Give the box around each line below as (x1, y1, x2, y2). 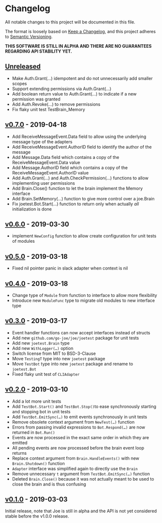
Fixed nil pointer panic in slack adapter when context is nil (12, 265, 128, 271)
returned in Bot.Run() (12, 429, 55, 435)
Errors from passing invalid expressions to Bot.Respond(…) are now (12, 424, 146, 430)
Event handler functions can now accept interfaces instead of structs (12, 329, 150, 335)
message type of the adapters (12, 138, 73, 144)
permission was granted (12, 96, 61, 102)
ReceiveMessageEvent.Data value (12, 159, 81, 165)
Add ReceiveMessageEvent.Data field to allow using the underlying (12, 134, 146, 139)
